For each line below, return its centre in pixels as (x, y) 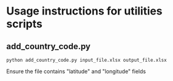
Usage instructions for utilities (84, 11)
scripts (24, 24)
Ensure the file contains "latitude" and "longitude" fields (76, 71)
